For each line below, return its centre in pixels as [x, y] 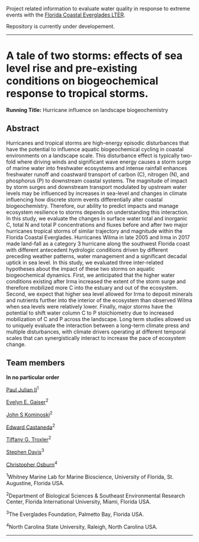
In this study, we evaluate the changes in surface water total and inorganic [97, 218]
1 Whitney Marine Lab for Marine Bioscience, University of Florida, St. [90, 476]
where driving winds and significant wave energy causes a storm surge [104, 162]
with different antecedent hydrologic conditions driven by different [87, 250]
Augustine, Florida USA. [35, 483]
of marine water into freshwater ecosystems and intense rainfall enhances [97, 168]
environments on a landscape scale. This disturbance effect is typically [93, 155]
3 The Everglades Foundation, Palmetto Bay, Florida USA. [75, 514]
